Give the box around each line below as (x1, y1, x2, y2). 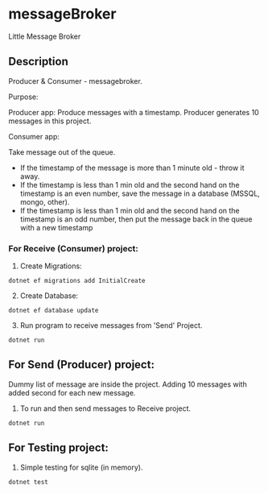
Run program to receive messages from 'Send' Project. (19, 321, 203, 330)
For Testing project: (8, 441, 109, 455)
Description (8, 55, 68, 68)
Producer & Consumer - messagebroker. (8, 76, 142, 85)
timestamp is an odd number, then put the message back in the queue (19, 214, 253, 224)
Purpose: (8, 92, 39, 101)
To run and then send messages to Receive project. (19, 404, 192, 413)
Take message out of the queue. (8, 147, 116, 157)
